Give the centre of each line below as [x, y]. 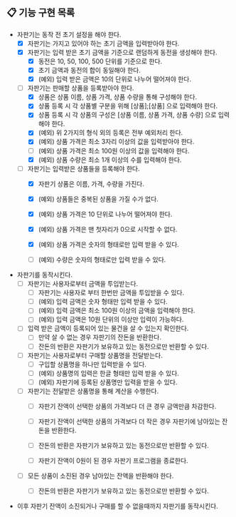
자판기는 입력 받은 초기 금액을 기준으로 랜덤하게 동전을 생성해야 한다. [122, 52]
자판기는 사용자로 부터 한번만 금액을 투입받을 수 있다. [111, 293]
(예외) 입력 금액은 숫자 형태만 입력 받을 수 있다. [103, 302]
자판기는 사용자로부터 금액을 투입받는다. [83, 284]
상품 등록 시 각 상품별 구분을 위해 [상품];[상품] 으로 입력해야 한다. [128, 106]
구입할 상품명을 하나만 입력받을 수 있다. [92, 364]
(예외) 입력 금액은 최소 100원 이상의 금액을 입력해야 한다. [117, 311]
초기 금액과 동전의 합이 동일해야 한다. [90, 70]
